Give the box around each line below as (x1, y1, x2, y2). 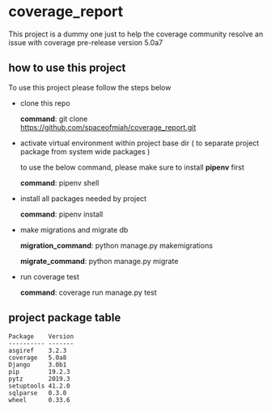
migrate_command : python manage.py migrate (19, 256, 179, 266)
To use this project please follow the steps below (8, 82, 171, 92)
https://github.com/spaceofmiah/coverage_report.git (19, 122, 197, 132)
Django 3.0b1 (8, 360, 67, 369)
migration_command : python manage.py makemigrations (19, 241, 213, 250)
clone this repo (19, 98, 70, 107)
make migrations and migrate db (19, 224, 129, 234)
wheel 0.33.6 (8, 396, 70, 404)
